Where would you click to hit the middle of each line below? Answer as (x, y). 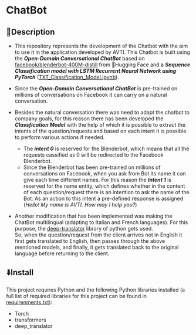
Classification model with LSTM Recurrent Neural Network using (95, 71)
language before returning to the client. (62, 253)
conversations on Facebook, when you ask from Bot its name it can (104, 173)
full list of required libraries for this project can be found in (77, 296)
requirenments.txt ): (29, 302)
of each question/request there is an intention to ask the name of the (106, 192)
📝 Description (31, 32)
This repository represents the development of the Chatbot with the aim (101, 46)
